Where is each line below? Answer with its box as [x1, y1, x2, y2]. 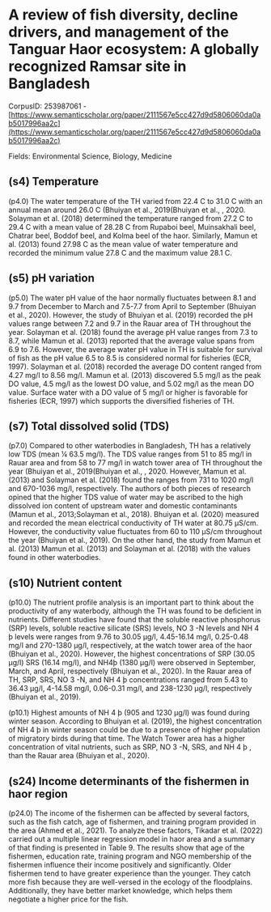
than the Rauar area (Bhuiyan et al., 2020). [8, 751, 150, 761]
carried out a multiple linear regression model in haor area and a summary [8, 834, 256, 843]
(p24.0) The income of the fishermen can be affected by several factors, [8, 808, 250, 818]
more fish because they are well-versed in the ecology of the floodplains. [8, 877, 253, 887]
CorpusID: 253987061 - [8, 101, 87, 111]
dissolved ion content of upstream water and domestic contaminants [8, 501, 238, 511]
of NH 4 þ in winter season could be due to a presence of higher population [8, 725, 260, 735]
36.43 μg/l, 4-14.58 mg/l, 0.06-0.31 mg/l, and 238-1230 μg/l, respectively [8, 684, 252, 694]
